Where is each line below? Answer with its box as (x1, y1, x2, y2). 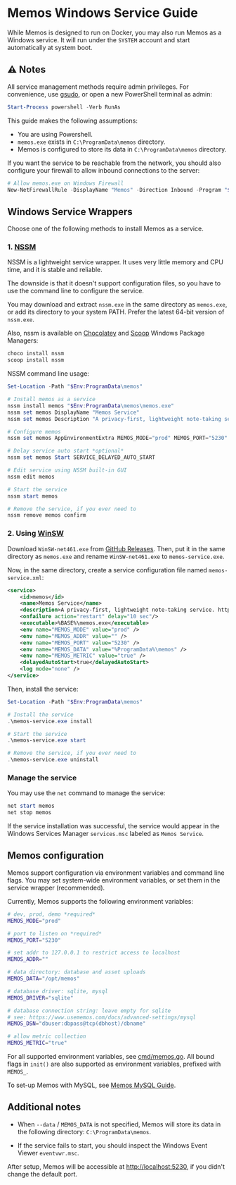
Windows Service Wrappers (7, 206, 133, 218)
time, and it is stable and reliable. (7, 266, 103, 274)
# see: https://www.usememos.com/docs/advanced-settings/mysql (7, 1014, 197, 1021)
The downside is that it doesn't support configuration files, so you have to (7, 279, 221, 288)
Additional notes (7, 1101, 81, 1113)
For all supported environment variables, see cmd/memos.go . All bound (7, 1052, 215, 1061)
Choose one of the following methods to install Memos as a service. (7, 224, 204, 233)
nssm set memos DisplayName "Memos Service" (7, 409, 140, 416)
